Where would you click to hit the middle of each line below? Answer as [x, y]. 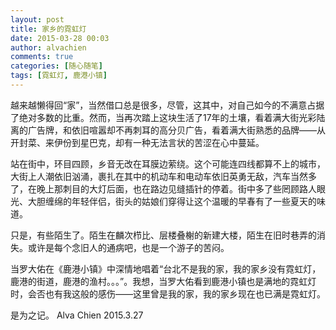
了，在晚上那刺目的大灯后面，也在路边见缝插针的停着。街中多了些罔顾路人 [163, 188]
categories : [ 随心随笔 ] [56, 66]
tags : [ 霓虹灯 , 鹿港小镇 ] [59, 76]
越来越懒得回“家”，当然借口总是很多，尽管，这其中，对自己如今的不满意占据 [167, 105]
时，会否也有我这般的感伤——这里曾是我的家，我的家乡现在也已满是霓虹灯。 [168, 293]
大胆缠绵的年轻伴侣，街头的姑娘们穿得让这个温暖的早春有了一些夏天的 [172, 201]
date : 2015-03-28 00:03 [60, 38]
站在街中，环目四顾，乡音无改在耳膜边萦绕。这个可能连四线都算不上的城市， [168, 163]
